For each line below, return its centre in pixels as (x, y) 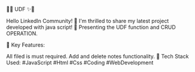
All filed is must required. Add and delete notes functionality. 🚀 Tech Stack (97, 56)
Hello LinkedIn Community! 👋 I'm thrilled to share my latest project (88, 21)
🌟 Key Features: (26, 45)
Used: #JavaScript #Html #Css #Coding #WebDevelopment (80, 63)
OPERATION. (22, 33)
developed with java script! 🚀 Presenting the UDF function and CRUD (91, 27)
